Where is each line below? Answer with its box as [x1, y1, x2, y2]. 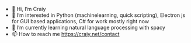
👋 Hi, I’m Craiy [11, 6, 46, 12]
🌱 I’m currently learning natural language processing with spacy [11, 24, 165, 31]
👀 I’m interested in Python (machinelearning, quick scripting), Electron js [11, 12, 186, 19]
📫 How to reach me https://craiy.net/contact [11, 31, 120, 37]
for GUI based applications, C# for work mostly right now [11, 18, 150, 24]
